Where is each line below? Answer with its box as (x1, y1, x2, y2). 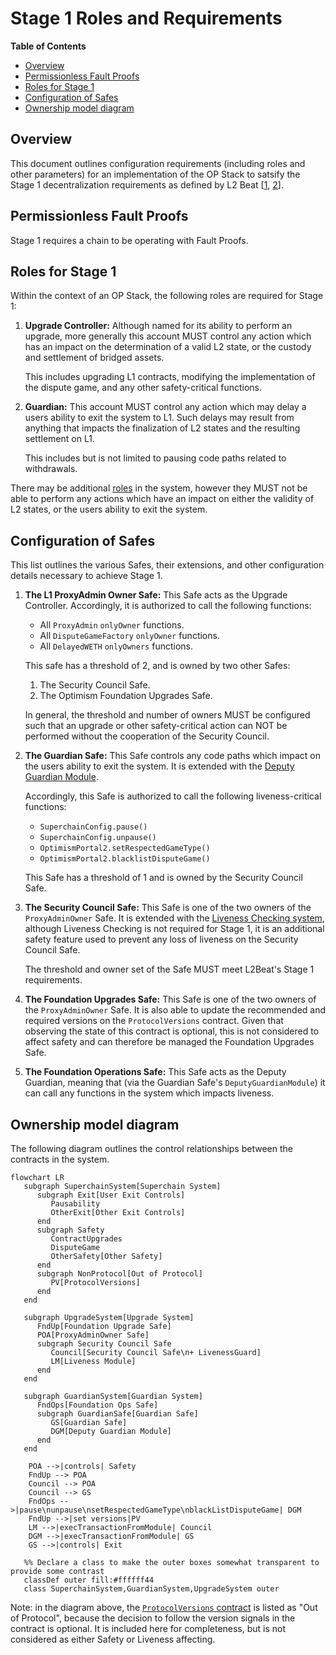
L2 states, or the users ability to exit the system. (10, 503, 208, 516)
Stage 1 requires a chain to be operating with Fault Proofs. (10, 234, 249, 246)
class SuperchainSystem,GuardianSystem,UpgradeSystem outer (23, 1584, 280, 1594)
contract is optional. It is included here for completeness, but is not (10, 1623, 287, 1634)
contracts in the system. (10, 1153, 110, 1165)
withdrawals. (24, 463, 78, 475)
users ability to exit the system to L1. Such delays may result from (24, 412, 295, 424)
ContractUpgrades (50, 1234, 123, 1244)
